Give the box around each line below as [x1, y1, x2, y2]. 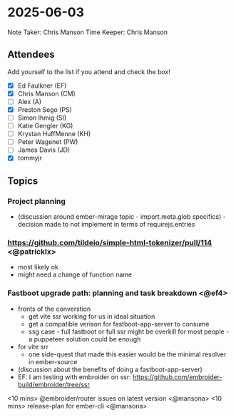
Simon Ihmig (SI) [17, 113, 67, 122]
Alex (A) [17, 97, 42, 105]
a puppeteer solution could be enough [28, 334, 141, 343]
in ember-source [28, 357, 78, 366]
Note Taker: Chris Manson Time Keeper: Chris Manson [7, 28, 168, 36]
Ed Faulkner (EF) [17, 81, 67, 90]
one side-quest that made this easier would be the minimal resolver [28, 350, 227, 359]
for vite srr [17, 342, 49, 351]
